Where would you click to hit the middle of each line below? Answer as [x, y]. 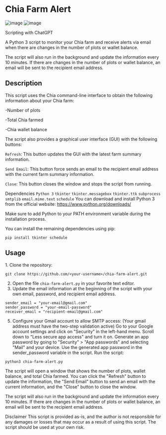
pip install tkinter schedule [36, 238]
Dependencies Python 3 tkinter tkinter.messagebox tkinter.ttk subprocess [83, 193]
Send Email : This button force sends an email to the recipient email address [82, 169]
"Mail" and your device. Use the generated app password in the [77, 347]
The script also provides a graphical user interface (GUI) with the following [81, 139]
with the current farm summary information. [50, 174]
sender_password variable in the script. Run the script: [68, 352]
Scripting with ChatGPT [29, 32]
